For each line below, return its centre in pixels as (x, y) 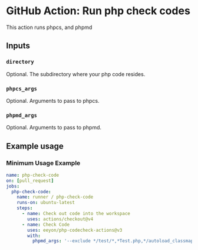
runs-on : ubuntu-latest (46, 203)
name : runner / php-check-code (55, 197)
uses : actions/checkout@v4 (60, 219)
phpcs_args (22, 89)
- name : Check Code (45, 225)
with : (34, 236)
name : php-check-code (33, 175)
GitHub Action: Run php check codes (98, 11)
